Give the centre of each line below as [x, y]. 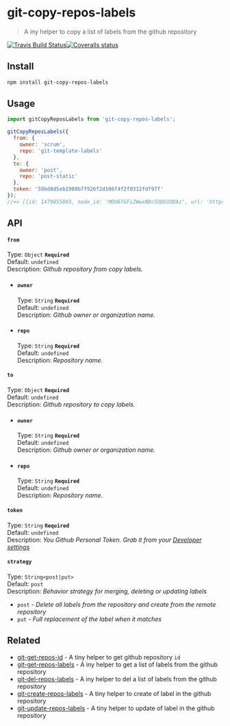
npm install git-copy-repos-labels [58, 82]
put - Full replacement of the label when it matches [89, 619]
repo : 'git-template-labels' [61, 151]
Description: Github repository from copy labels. [75, 269]
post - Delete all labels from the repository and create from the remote [116, 604]
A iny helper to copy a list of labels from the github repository [110, 32]
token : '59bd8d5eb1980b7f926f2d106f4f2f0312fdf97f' [89, 189]
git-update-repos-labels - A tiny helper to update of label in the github [116, 708]
